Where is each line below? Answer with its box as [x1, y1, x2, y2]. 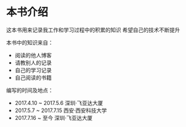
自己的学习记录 [14, 66, 52, 73]
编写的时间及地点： [6, 86, 54, 94]
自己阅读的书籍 [14, 74, 52, 81]
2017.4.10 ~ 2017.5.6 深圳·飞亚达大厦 [14, 99, 103, 106]
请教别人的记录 [14, 59, 52, 66]
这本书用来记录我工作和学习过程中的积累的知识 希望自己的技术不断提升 [6, 26, 180, 33]
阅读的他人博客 [14, 51, 52, 58]
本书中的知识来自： [6, 39, 54, 46]
